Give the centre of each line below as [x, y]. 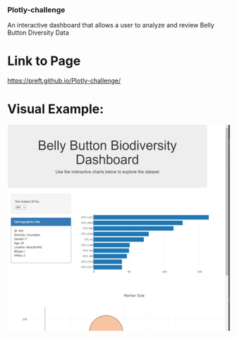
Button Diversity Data [38, 32]
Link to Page [44, 61]
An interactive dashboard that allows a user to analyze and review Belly [111, 25]
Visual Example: [56, 109]
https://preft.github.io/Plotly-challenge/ [64, 81]
